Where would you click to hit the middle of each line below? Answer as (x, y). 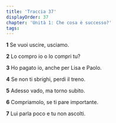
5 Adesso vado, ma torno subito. (46, 91)
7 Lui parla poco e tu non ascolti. (46, 114)
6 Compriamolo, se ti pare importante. (52, 102)
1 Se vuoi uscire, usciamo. (38, 45)
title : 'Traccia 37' (32, 12)
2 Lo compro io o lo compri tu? (43, 56)
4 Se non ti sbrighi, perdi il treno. (46, 79)
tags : (13, 28)
